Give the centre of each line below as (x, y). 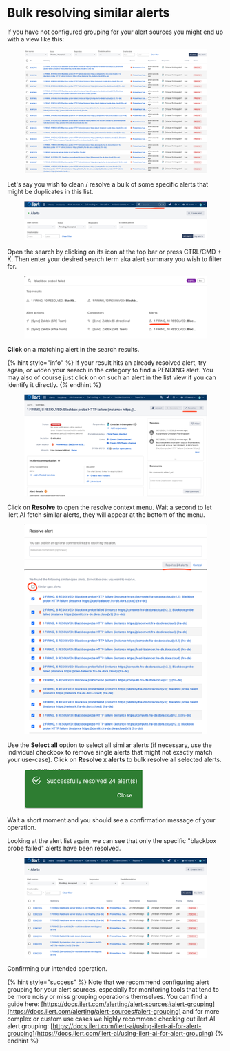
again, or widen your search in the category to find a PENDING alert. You (110, 370)
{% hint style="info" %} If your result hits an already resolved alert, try (107, 363)
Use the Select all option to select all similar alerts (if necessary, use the (109, 745)
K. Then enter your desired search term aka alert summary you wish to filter (115, 259)
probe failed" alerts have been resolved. (64, 848)
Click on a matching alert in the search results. (73, 349)
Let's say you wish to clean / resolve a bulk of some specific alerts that (108, 184)
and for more (201, 1011)
